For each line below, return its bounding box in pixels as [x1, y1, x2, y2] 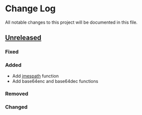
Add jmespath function [12, 73, 59, 79]
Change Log [5, 3, 56, 14]
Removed [5, 90, 29, 97]
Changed [5, 104, 28, 111]
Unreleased [5, 34, 42, 42]
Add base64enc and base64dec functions [12, 78, 99, 84]
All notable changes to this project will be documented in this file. [5, 19, 138, 25]
